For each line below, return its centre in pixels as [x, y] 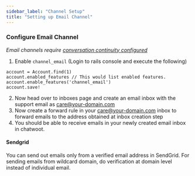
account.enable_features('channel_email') [59, 82]
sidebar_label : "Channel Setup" [45, 11]
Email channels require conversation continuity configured [77, 50]
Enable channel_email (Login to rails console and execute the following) [101, 61]
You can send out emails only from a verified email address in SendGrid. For [98, 155]
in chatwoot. [30, 129]
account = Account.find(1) [39, 72]
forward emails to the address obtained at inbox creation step [89, 117]
